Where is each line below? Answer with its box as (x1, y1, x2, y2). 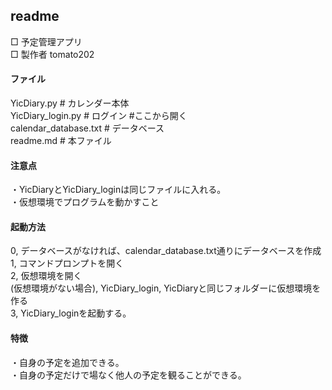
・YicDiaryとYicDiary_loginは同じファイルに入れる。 (10, 184, 227, 196)
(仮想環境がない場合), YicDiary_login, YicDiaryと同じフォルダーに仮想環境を (10, 282, 322, 294)
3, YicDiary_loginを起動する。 (10, 307, 132, 319)
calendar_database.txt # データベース (10, 122, 165, 134)
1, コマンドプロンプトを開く (10, 257, 125, 269)
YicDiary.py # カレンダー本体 (10, 97, 130, 109)
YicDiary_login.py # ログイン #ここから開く (10, 110, 188, 122)
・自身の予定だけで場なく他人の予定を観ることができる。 (10, 369, 247, 381)
